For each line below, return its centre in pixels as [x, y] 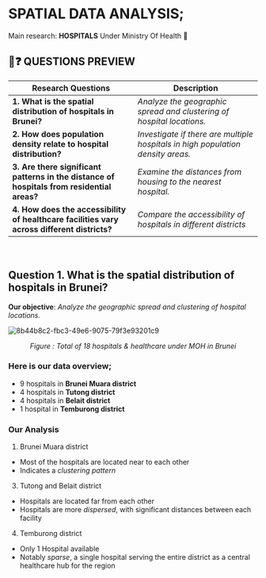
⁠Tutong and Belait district [61, 486]
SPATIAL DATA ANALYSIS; [96, 14]
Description [196, 88]
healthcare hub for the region [68, 566]
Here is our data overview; [60, 366]
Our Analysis [34, 429]
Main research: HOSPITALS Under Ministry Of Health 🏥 [98, 36]
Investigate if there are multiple [195, 134]
